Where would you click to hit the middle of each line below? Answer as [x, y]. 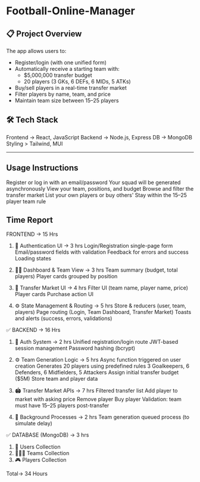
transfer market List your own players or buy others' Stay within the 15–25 [97, 195]
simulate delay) [33, 424]
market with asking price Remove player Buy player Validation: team [98, 399]
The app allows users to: [36, 51]
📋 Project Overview [44, 34]
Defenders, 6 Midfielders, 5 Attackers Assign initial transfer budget [97, 372]
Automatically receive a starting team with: [67, 69]
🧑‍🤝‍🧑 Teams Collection [42, 453]
